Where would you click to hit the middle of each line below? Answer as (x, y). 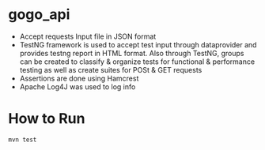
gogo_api (39, 15)
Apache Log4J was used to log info (78, 86)
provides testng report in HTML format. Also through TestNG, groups (132, 53)
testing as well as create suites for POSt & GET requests (111, 69)
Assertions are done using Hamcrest (79, 78)
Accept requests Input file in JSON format (88, 36)
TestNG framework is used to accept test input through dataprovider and (138, 44)
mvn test (23, 140)
